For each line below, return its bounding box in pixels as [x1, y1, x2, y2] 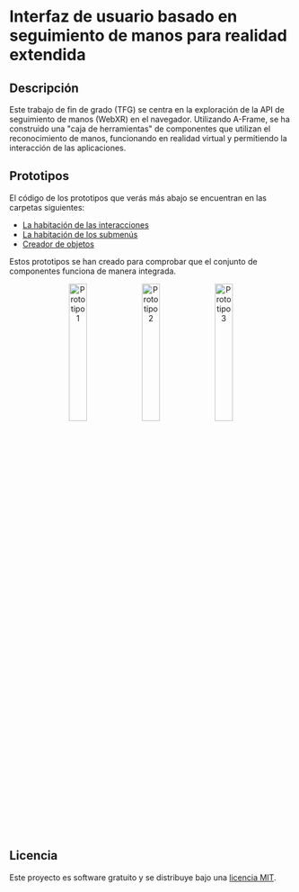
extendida [9, 45, 86, 65]
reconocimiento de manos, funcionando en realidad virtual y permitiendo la [9, 133, 287, 143]
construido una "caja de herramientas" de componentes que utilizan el [9, 123, 271, 134]
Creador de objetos [22, 239, 94, 249]
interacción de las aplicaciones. [9, 142, 127, 153]
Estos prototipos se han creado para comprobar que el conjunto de [9, 256, 258, 266]
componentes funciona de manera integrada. [9, 266, 177, 276]
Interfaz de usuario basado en [9, 6, 238, 27]
